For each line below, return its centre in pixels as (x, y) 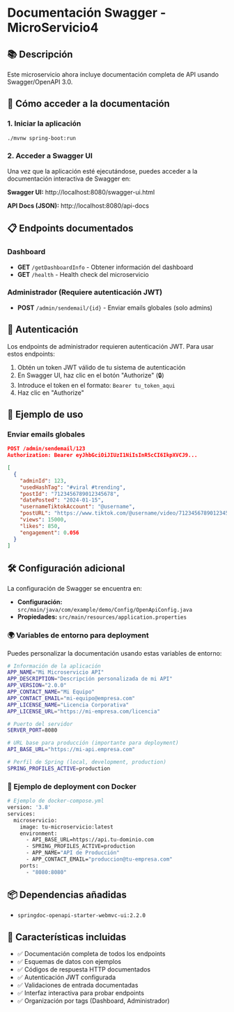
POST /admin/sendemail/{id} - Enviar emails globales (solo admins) (115, 308)
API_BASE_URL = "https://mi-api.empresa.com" (71, 750)
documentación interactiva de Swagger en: (69, 179)
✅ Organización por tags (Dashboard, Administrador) (93, 1001)
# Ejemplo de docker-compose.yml (56, 801)
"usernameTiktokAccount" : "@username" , (78, 507)
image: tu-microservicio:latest (67, 827)
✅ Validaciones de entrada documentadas (78, 985)
